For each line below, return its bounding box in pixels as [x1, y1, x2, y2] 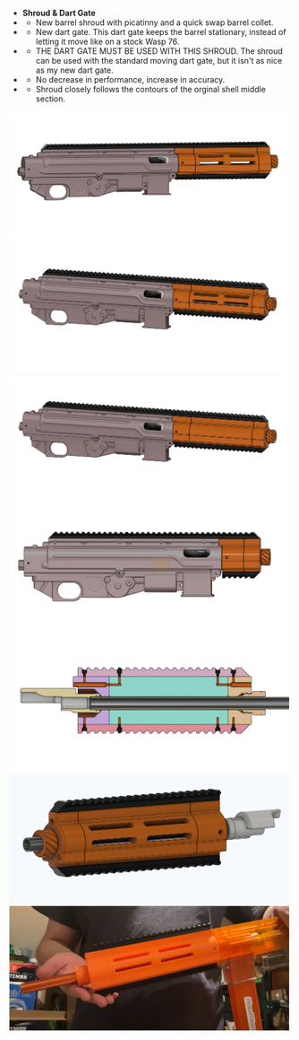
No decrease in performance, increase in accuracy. [35, 74, 226, 84]
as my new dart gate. [35, 65, 114, 75]
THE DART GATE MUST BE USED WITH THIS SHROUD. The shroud [35, 46, 284, 57]
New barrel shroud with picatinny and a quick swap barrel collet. [35, 17, 274, 28]
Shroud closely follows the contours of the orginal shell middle [35, 84, 267, 94]
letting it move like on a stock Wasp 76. [35, 36, 180, 47]
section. [35, 93, 65, 104]
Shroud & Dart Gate [21, 8, 96, 18]
